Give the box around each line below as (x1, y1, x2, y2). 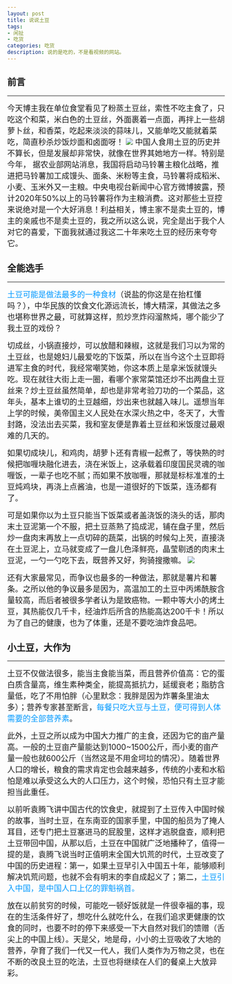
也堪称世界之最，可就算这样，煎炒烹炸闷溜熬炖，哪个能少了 (7, 312, 225, 322)
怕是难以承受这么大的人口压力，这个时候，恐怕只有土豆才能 (7, 776, 225, 787)
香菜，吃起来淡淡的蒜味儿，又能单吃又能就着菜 (46, 125, 217, 136)
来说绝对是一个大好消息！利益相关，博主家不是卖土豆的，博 (7, 204, 225, 215)
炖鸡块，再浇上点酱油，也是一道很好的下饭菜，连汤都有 (14, 482, 217, 492)
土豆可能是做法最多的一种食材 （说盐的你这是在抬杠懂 (7, 289, 202, 299)
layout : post (7, 10, 45, 17)
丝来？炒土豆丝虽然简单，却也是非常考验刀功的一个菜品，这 (7, 385, 225, 396)
